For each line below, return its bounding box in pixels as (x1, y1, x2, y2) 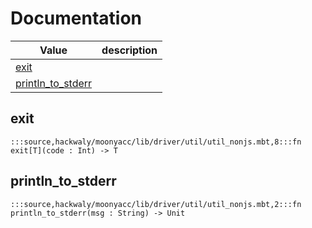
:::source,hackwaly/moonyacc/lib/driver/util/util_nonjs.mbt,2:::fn (10, 199, 302, 209)
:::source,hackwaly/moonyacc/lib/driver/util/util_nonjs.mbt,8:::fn (10, 137, 302, 147)
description (101, 43, 158, 57)
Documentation (10, 7, 143, 30)
